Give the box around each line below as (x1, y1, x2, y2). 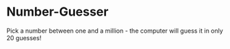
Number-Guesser (6, 4, 109, 20)
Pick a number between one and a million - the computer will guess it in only (6, 27, 223, 35)
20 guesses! (6, 33, 42, 42)
